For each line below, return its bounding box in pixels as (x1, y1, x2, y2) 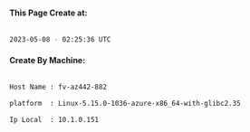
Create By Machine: (9, 54, 86, 65)
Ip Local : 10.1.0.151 (9, 116, 100, 125)
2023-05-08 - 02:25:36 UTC (9, 35, 111, 44)
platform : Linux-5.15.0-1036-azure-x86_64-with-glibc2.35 (9, 99, 242, 108)
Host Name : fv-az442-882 (9, 82, 107, 92)
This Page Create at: (9, 7, 88, 18)
